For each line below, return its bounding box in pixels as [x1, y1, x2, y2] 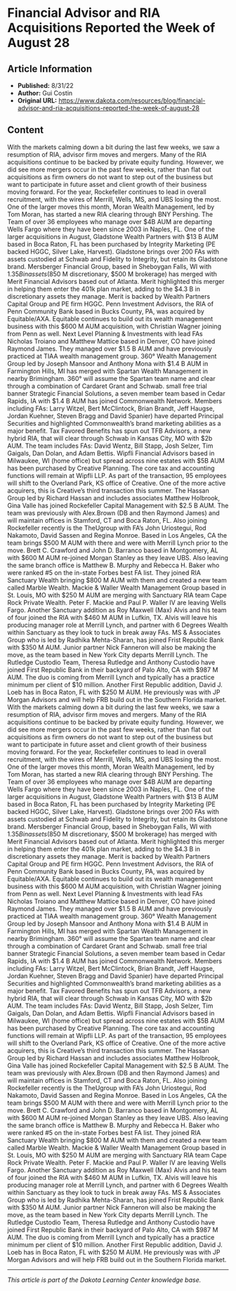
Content [7, 124, 44, 136]
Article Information [7, 63, 93, 74]
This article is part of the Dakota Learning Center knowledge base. [7, 1276, 202, 1284]
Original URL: [17, 96, 58, 105]
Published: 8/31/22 [17, 82, 74, 89]
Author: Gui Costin [17, 89, 73, 97]
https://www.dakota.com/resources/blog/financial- [58, 96, 206, 105]
